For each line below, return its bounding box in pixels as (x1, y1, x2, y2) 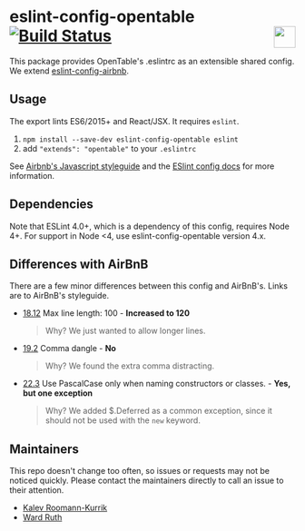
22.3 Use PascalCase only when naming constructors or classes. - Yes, (22, 379, 291, 389)
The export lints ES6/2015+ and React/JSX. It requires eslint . (9, 115, 240, 126)
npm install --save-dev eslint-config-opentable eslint (22, 134, 239, 144)
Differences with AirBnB (9, 256, 149, 271)
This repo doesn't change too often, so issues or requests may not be (9, 466, 271, 477)
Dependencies (9, 197, 93, 212)
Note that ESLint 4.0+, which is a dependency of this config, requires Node (9, 221, 290, 231)
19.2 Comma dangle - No (22, 343, 116, 354)
